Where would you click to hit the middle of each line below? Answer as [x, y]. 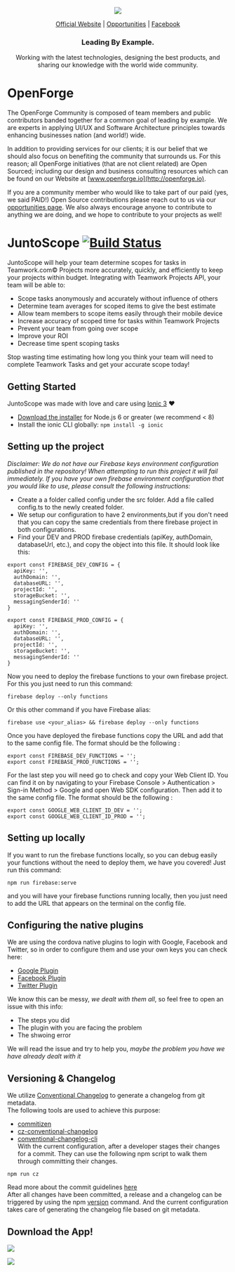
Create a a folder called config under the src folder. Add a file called [115, 500]
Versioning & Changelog [61, 1078]
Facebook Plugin [42, 978]
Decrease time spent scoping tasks [68, 344]
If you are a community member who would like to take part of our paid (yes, [118, 193]
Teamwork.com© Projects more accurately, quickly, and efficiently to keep [115, 270]
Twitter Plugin [38, 986]
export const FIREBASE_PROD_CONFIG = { [66, 620]
